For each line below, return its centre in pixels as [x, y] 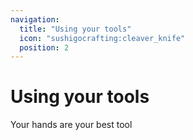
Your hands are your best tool [71, 125]
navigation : [35, 19]
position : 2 [44, 47]
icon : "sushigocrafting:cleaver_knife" [102, 38]
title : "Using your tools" [75, 29]
